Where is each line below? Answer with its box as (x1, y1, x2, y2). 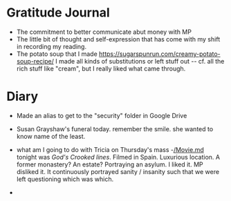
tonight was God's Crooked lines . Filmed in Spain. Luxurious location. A (16, 153, 221, 161)
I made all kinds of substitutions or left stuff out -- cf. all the (55, 57, 225, 65)
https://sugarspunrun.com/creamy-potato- (98, 50, 221, 58)
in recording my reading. (16, 42, 87, 50)
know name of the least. (16, 132, 86, 140)
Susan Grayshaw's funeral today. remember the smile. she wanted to (16, 124, 214, 133)
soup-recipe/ (16, 57, 55, 65)
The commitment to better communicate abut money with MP (16, 28, 192, 36)
